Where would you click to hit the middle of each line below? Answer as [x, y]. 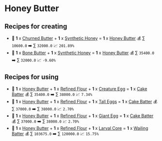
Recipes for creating [36, 26]
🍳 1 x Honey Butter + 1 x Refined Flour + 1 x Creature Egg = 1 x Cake [79, 89]
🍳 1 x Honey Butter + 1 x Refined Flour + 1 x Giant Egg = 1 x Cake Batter [82, 116]
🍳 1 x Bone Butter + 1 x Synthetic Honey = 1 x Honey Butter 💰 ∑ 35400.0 [83, 53]
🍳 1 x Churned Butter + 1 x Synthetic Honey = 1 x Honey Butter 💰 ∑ [78, 38]
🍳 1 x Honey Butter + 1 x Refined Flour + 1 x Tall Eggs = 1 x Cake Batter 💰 [84, 101]
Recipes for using [32, 77]
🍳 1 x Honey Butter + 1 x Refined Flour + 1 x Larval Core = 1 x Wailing [80, 128]
